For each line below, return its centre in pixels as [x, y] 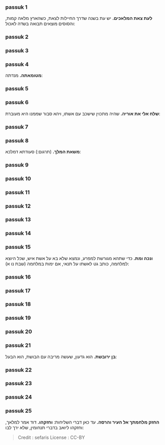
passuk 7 [17, 127]
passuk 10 [18, 178]
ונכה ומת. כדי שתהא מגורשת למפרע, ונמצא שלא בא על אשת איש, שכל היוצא [79, 258]
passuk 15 [18, 247]
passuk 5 [17, 89]
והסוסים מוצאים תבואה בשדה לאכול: [40, 24]
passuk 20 [19, 332]
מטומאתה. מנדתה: [24, 76]
